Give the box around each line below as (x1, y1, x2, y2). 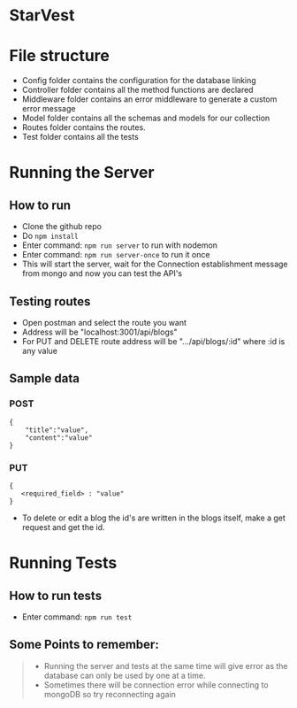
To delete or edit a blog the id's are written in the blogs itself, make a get (21, 512, 286, 523)
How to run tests (9, 588, 103, 603)
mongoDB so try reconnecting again (43, 689, 177, 699)
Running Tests (9, 553, 118, 573)
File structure (9, 46, 110, 66)
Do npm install (21, 231, 79, 242)
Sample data (9, 371, 80, 386)
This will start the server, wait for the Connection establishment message (21, 258, 288, 270)
